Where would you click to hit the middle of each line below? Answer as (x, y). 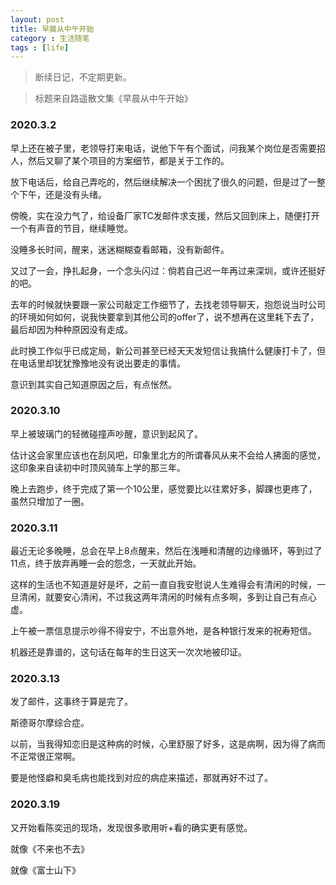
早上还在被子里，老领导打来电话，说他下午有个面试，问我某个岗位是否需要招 (168, 148)
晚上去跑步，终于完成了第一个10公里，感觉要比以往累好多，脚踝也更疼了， (164, 488)
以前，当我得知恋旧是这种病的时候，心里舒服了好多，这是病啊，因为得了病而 (168, 744)
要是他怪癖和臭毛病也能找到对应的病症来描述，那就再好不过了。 (141, 778)
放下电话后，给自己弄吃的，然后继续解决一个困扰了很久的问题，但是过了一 (163, 182)
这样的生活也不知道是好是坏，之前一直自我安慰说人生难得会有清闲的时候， (163, 585)
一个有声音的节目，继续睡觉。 (71, 228)
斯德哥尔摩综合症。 (50, 723)
